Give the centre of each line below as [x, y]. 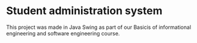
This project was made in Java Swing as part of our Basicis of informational [99, 27]
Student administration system [84, 11]
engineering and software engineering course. [63, 33]
